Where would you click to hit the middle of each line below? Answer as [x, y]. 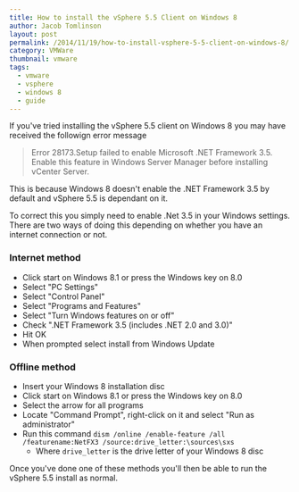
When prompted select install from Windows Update [118, 344]
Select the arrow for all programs [83, 405]
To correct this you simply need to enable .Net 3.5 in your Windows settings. [149, 216]
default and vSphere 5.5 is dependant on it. [88, 198]
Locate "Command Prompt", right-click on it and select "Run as [138, 414]
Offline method [42, 367]
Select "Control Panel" [63, 296]
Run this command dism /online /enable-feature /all [124, 433]
